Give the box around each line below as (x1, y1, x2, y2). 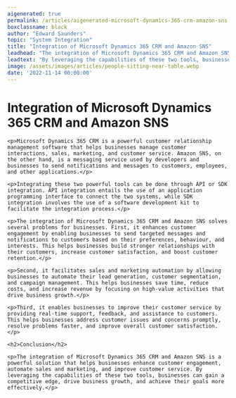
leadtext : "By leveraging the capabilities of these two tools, (7, 56, 199, 63)
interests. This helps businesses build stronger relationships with (7, 242, 216, 250)
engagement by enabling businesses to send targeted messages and (7, 230, 206, 237)
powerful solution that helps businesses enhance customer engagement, (7, 360, 221, 367)
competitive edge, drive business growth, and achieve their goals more (7, 378, 225, 385)
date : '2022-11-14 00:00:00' (7, 69, 93, 76)
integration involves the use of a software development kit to (7, 199, 199, 206)
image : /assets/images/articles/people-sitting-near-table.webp (7, 63, 199, 70)
